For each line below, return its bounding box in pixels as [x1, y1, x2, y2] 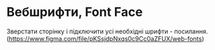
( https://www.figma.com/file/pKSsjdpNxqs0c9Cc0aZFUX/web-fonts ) [6, 34, 205, 42]
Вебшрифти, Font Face [6, 4, 143, 20]
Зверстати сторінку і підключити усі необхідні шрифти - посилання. [6, 27, 208, 35]
